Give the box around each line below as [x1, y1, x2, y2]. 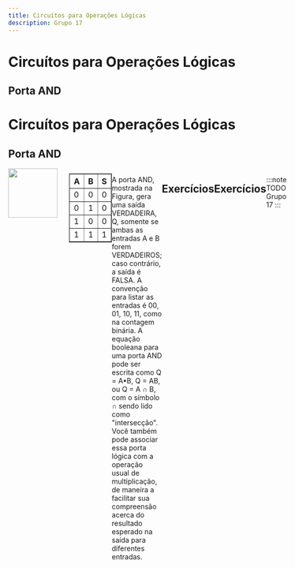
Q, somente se [111, 217, 159, 226]
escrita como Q [111, 368, 162, 377]
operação [111, 460, 144, 469]
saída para [111, 536, 146, 545]
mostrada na [111, 183, 153, 193]
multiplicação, [111, 476, 158, 486]
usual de [111, 469, 140, 478]
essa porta [111, 443, 147, 453]
